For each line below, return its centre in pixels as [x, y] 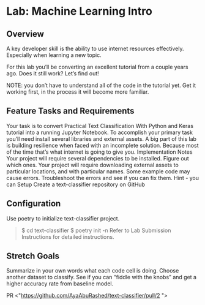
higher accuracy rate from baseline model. [60, 284]
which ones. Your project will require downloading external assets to [92, 165]
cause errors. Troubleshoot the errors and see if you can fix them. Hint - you [103, 178]
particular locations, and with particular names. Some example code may [98, 171]
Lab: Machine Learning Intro [80, 11]
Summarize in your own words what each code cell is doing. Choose [93, 271]
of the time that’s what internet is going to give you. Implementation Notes [99, 152]
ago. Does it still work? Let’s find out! [53, 73]
